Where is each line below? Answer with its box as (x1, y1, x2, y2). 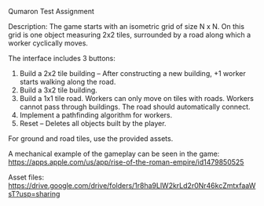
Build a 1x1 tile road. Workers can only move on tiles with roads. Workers (19, 94, 254, 103)
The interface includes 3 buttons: (8, 54, 116, 63)
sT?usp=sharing (8, 190, 60, 198)
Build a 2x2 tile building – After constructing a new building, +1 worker (19, 69, 246, 78)
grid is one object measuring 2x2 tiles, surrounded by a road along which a (8, 31, 251, 39)
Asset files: (8, 172, 45, 182)
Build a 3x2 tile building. (19, 85, 98, 95)
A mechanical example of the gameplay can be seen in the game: (8, 149, 220, 158)
